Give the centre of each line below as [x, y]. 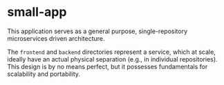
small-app [37, 12]
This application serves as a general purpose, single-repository [97, 31]
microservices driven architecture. [56, 38]
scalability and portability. [44, 74]
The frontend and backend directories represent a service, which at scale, [111, 52]
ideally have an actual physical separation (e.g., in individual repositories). [112, 59]
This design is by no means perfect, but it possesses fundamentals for [108, 66]
